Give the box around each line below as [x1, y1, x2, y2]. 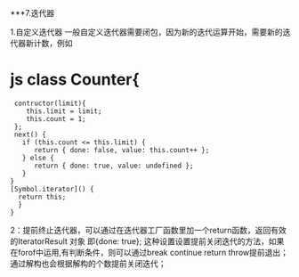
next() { [13, 130, 47, 139]
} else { [21, 153, 54, 162]
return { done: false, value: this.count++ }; [33, 145, 210, 154]
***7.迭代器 [10, 8, 55, 18]
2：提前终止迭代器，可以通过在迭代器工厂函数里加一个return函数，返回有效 [10, 224, 287, 235]
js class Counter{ [10, 69, 141, 90]
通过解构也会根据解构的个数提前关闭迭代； [10, 257, 166, 269]
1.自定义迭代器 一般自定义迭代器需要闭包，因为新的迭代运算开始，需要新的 [10, 27, 283, 37]
